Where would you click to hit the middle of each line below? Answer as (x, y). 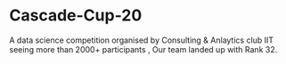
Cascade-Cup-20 (76, 16)
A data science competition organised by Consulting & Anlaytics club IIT (142, 40)
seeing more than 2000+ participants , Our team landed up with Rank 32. (143, 49)
